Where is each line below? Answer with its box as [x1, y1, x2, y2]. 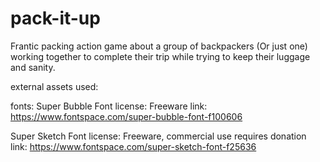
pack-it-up [10, 7, 101, 30]
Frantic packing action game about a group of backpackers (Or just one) [10, 40, 308, 52]
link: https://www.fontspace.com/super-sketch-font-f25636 [10, 140, 257, 152]
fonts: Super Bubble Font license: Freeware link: [10, 100, 208, 112]
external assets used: [10, 80, 99, 92]
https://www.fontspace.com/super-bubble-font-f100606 [10, 110, 243, 122]
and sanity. [10, 61, 56, 73]
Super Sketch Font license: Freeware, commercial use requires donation [10, 130, 307, 142]
